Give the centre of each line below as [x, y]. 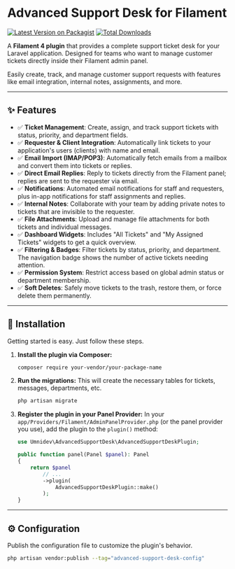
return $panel [51, 468]
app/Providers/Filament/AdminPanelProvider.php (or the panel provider [120, 422]
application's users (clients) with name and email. [89, 150]
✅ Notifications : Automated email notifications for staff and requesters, [121, 188]
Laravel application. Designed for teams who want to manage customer [110, 53]
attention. [31, 265]
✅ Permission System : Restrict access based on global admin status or [121, 272]
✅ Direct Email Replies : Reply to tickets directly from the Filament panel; [122, 173]
